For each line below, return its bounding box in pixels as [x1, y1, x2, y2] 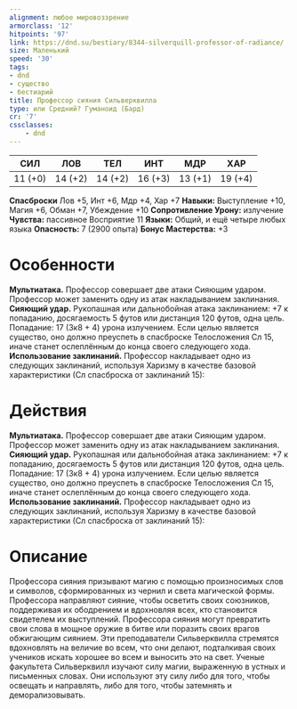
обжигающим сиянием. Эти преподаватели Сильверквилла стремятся [9, 632, 279, 643]
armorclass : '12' [9, 21, 74, 30]
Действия [9, 401, 87, 420]
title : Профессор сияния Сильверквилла [9, 95, 157, 105]
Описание [9, 546, 88, 566]
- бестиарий [9, 87, 53, 96]
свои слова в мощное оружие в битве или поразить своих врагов [9, 623, 260, 633]
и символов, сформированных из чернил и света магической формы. [9, 585, 275, 596]
